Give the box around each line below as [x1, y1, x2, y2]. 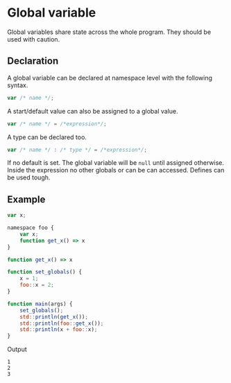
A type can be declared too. [7, 133, 87, 141]
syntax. [7, 81, 28, 89]
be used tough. [7, 173, 51, 181]
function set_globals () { [7, 269, 82, 276]
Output [7, 345, 27, 354]
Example [7, 193, 46, 205]
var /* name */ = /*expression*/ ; [7, 120, 108, 127]
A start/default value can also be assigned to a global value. [7, 107, 178, 115]
